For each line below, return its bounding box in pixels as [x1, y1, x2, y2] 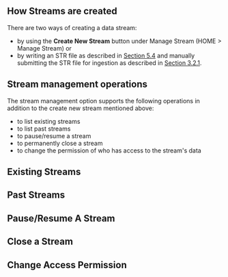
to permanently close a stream [16, 139, 103, 147]
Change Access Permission [7, 259, 128, 271]
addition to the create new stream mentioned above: [7, 104, 154, 112]
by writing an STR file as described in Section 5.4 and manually [16, 51, 195, 60]
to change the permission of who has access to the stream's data [16, 146, 201, 155]
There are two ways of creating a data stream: [7, 23, 137, 31]
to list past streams [16, 124, 71, 133]
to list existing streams [16, 117, 81, 125]
